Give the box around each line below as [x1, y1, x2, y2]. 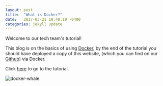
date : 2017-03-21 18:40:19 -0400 [5, 17, 81, 22]
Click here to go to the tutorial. [5, 66, 69, 72]
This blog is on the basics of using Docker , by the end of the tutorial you [5, 45, 157, 51]
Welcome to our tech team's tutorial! [5, 35, 82, 41]
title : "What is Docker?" [5, 12, 63, 17]
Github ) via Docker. [5, 56, 46, 62]
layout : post [5, 7, 33, 13]
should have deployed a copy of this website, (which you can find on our [5, 51, 158, 57]
